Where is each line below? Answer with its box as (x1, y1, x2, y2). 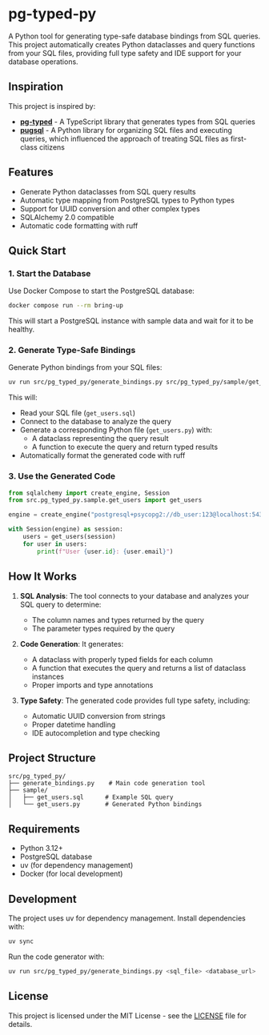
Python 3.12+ (19, 844, 63, 853)
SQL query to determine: (19, 600, 102, 609)
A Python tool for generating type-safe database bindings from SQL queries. (8, 31, 261, 41)
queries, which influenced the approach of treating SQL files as (19, 134, 229, 143)
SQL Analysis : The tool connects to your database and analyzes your (19, 591, 250, 600)
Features (8, 166, 54, 179)
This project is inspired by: (8, 101, 96, 110)
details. (8, 1019, 33, 1029)
